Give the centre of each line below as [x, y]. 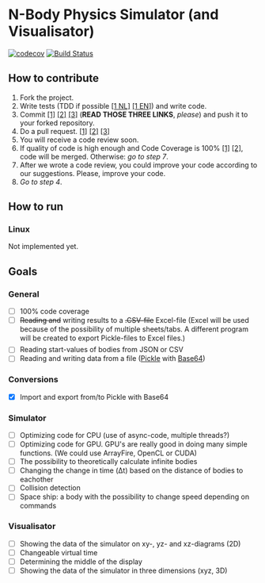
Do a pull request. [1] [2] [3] [65, 131]
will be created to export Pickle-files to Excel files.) [102, 338]
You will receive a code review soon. [79, 140]
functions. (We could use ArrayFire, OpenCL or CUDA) [108, 453]
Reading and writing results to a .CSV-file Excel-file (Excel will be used [134, 320]
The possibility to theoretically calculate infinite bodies [108, 462]
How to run [36, 207]
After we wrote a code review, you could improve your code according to [138, 165]
